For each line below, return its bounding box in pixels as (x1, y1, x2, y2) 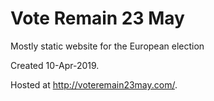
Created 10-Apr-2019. (10, 59, 100, 71)
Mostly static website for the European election (10, 40, 205, 52)
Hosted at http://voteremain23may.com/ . (10, 78, 178, 91)
